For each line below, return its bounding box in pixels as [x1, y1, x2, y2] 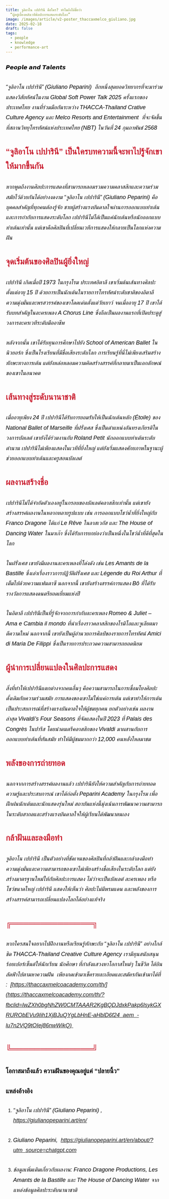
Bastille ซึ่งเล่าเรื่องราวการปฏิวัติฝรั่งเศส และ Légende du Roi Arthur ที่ [5, 570, 162, 577]
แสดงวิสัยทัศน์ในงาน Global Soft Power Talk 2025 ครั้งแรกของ [5, 94, 147, 101]
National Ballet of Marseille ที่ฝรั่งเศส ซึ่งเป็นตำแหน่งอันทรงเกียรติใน [5, 424, 158, 431]
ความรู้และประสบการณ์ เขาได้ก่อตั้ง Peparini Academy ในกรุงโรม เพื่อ [5, 790, 157, 797]
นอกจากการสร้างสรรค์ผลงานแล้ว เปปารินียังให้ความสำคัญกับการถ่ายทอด [5, 780, 155, 787]
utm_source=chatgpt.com [12, 1147, 77, 1154]
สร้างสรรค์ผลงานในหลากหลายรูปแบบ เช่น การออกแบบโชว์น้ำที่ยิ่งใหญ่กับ [5, 510, 157, 516]
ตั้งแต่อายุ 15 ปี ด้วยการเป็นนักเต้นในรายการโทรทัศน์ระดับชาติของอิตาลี [5, 289, 154, 296]
